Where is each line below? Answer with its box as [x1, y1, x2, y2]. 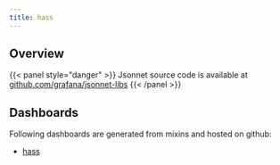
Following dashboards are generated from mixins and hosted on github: [9, 128, 272, 139]
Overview [9, 46, 65, 62]
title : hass [9, 12, 54, 22]
